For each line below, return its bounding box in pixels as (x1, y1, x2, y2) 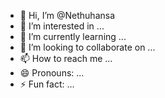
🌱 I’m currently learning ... (19, 31, 127, 42)
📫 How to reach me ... (19, 53, 113, 64)
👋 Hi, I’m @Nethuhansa (19, 10, 116, 21)
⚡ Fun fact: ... (19, 78, 75, 90)
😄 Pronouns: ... (19, 67, 85, 79)
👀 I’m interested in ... (19, 20, 105, 32)
